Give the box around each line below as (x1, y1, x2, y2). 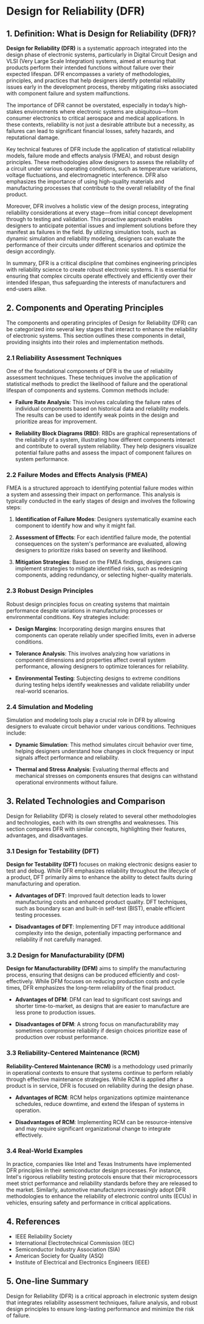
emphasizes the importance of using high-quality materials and (6, 178, 165, 185)
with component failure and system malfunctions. (6, 90, 130, 97)
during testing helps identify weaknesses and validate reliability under (15, 681, 190, 688)
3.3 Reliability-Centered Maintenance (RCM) (6, 1049, 140, 1057)
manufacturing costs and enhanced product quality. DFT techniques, (15, 898, 188, 906)
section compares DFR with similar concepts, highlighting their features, (6, 825, 186, 832)
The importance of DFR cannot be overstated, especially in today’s (6, 101, 173, 109)
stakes (6, 108, 23, 115)
